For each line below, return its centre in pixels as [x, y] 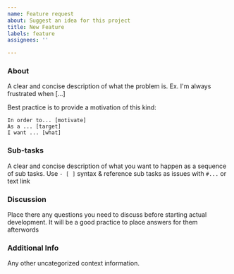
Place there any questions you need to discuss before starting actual [107, 215]
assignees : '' [28, 40]
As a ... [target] [34, 127]
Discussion [27, 199]
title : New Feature [36, 27]
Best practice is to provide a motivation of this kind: [82, 107]
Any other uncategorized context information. [73, 263]
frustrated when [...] [36, 94]
